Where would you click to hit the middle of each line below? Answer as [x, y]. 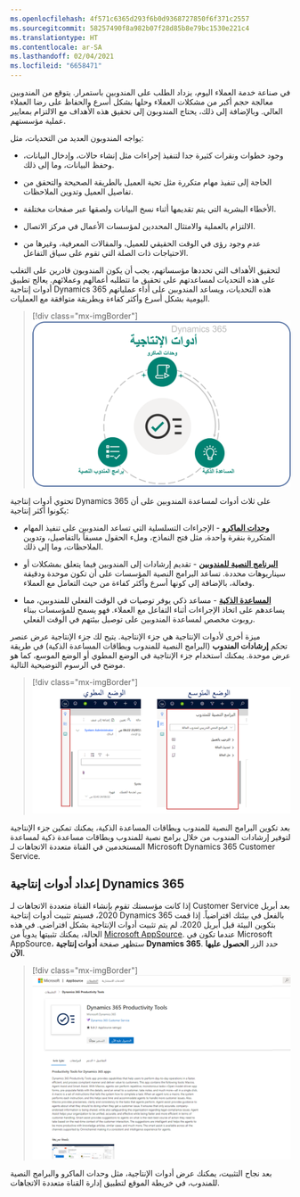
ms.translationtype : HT [54, 37]
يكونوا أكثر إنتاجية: [40, 510]
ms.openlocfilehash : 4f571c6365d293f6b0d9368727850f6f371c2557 [130, 19]
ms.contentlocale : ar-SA [56, 47]
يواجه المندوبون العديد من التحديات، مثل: [77, 138]
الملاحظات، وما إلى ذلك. [63, 546]
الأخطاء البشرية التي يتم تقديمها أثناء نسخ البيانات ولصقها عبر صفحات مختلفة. [150, 209]
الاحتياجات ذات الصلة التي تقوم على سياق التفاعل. [105, 253]
